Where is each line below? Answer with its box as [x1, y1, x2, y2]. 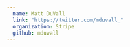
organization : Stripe [12, 23, 75, 30]
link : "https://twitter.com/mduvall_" [12, 17, 124, 23]
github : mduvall [12, 29, 59, 37]
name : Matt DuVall [12, 10, 66, 17]
